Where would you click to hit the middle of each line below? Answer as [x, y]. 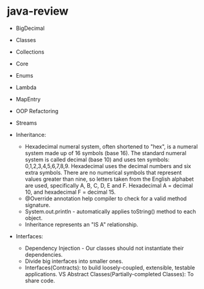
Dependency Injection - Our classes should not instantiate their [104, 248]
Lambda [26, 87]
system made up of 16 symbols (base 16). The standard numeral [106, 153]
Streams [26, 123]
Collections [30, 52]
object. [34, 218]
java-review [38, 11]
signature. [38, 205]
